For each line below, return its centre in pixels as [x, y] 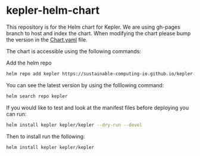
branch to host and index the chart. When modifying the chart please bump [99, 33]
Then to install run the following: [46, 136]
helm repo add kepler [33, 74]
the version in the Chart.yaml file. [47, 39]
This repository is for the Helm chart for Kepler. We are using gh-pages [93, 27]
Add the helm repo [29, 63]
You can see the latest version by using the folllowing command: [85, 85]
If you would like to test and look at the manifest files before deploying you [98, 108]
